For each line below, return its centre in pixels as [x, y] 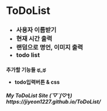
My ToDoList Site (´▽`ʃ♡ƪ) [39, 96]
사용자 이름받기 [36, 30]
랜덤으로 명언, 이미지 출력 [49, 48]
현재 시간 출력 [34, 39]
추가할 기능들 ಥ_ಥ [26, 69]
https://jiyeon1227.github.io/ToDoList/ [53, 102]
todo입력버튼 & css [37, 82]
